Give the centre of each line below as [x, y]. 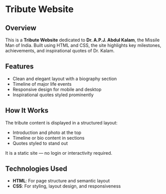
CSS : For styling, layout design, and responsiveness [67, 186]
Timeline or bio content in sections [48, 138]
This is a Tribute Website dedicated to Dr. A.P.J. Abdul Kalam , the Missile [82, 40]
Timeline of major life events [42, 84]
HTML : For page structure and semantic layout [61, 181]
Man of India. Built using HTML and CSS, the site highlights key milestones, [83, 45]
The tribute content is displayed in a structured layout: [61, 122]
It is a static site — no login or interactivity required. [59, 153]
